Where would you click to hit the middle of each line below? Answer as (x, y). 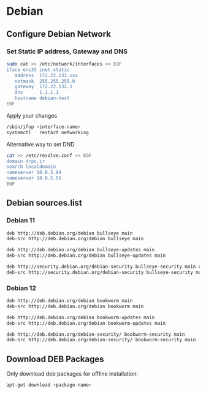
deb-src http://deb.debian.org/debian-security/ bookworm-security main (101, 340)
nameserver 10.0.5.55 (34, 178)
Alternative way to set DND (40, 144)
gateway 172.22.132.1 (43, 87)
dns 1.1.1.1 (37, 93)
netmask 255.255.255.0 (45, 81)
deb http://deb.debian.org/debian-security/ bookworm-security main (96, 334)
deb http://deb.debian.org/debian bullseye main (70, 233)
